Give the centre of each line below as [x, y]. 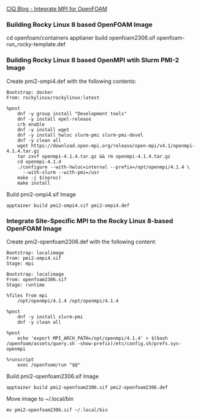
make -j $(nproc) [39, 177]
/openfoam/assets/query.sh [41, 343]
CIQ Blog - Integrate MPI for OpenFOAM [57, 9]
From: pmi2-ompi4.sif [34, 258]
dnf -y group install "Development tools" [72, 113]
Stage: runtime [26, 285]
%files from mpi [27, 295]
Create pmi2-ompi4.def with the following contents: [71, 81]
